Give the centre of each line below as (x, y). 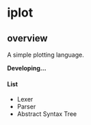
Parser (26, 107)
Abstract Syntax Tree (47, 114)
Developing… (27, 68)
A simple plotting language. (45, 55)
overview (27, 38)
